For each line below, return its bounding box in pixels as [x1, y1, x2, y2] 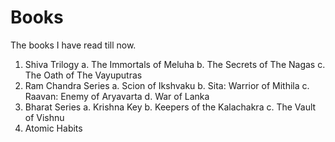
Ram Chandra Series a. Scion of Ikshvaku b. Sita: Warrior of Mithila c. [24, 79, 310, 91]
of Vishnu [24, 111, 65, 123]
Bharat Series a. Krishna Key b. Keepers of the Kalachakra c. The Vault [24, 101, 317, 113]
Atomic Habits [24, 122, 83, 134]
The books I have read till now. [10, 39, 137, 51]
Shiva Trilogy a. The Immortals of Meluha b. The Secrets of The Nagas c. [24, 58, 326, 70]
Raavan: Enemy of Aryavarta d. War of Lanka [24, 90, 210, 102]
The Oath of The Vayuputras [24, 69, 143, 81]
